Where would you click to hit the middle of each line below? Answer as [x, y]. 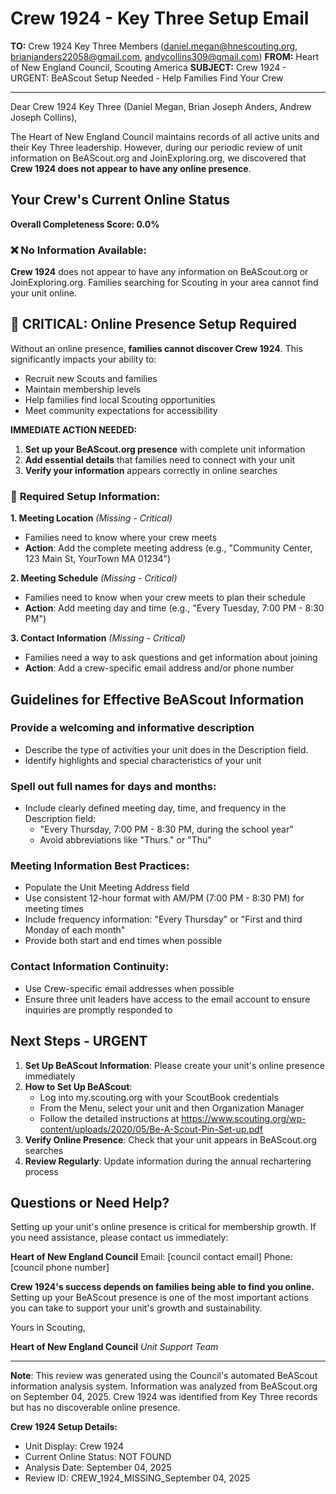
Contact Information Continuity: [90, 967]
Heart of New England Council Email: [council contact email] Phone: [151, 1257]
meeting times [54, 909]
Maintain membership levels [83, 389]
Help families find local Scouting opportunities [120, 399]
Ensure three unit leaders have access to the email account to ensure [167, 999]
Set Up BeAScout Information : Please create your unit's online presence [174, 1065]
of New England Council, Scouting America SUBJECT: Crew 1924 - [148, 67]
